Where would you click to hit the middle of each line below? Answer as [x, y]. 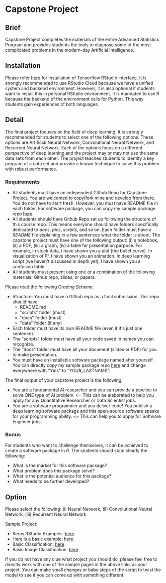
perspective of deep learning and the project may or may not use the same [82, 153]
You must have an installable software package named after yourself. [83, 360]
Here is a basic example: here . [43, 539]
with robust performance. [31, 169]
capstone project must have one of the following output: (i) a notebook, [85, 240]
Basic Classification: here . [39, 544]
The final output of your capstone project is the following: [64, 380]
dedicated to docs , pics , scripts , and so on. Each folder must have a [82, 230]
